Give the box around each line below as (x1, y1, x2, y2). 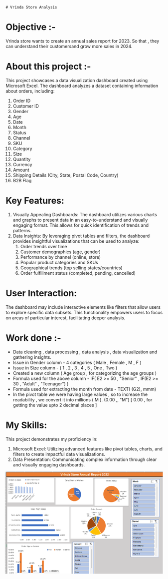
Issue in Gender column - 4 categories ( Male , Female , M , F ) (12, 359, 142, 365)
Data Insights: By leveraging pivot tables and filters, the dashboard (12, 233, 150, 239)
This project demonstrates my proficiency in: (5, 436, 98, 442)
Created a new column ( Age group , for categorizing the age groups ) (12, 370, 157, 376)
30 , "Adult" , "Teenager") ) (12, 380, 69, 387)
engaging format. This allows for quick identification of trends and (12, 222, 149, 228)
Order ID (12, 98, 31, 104)
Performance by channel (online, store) (20, 254, 101, 260)
